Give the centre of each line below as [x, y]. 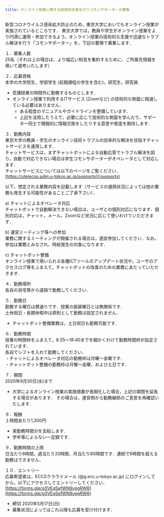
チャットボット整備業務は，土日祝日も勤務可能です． [66, 323]
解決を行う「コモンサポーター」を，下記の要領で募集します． [71, 43]
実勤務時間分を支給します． [40, 431]
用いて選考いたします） [29, 65]
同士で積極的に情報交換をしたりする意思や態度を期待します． [90, 123]
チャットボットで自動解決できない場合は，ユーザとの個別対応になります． [80, 209]
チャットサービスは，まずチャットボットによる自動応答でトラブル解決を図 [80, 152]
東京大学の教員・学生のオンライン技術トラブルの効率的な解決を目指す [76, 140]
